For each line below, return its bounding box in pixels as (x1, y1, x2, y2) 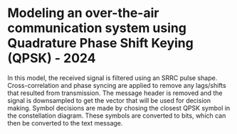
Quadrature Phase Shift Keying (7, 35, 194, 51)
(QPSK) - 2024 (7, 50, 96, 67)
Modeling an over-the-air (7, 5, 159, 21)
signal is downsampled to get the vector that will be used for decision (7, 96, 211, 104)
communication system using (7, 20, 187, 36)
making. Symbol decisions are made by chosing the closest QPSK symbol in (7, 104, 231, 112)
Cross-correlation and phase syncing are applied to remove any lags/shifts (7, 81, 226, 89)
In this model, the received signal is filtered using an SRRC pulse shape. (7, 73, 218, 82)
